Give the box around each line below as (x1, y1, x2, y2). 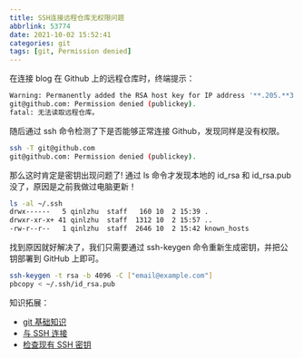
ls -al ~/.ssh (9, 198, 64, 208)
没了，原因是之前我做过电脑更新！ (9, 180, 137, 191)
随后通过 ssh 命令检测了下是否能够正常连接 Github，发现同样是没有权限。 (9, 125, 285, 136)
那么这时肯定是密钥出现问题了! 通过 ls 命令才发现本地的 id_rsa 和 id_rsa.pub (9, 169, 292, 180)
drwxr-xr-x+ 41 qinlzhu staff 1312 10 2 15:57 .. (9, 216, 213, 225)
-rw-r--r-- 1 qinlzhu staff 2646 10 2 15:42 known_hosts (9, 224, 249, 234)
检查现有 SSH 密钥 (22, 339, 93, 350)
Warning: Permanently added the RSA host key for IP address (9, 92, 246, 101)
